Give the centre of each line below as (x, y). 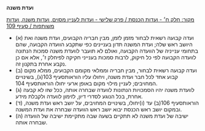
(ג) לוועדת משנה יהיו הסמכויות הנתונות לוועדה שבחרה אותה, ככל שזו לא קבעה (105, 90)
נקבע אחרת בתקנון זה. (41, 64)
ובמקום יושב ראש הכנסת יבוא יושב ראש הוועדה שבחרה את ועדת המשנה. (99, 109)
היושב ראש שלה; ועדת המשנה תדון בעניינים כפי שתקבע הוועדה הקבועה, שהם (104, 44)
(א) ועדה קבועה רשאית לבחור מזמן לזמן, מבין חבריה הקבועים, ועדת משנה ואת (105, 38)
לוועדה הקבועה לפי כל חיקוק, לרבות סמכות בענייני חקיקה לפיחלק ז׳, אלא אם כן (106, 57)
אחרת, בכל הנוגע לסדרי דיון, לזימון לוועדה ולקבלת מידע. (79, 96)
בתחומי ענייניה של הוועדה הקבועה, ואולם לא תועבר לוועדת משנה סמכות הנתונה (106, 51)
